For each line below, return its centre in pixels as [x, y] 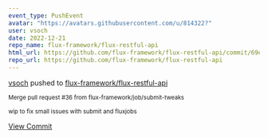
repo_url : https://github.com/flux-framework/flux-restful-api [116, 61]
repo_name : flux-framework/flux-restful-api [83, 45]
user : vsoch [28, 30]
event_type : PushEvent [46, 16]
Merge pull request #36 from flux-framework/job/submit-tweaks [97, 97]
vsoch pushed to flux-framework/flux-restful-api [88, 83]
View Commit [30, 126]
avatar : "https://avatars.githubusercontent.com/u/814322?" [110, 23]
